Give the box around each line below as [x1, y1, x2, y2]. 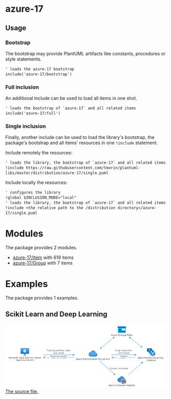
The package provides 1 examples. [5, 295, 79, 301]
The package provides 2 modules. [5, 245, 78, 251]
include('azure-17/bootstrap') [5, 71, 72, 77]
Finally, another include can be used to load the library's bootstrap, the [5, 134, 155, 141]
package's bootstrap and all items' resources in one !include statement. [5, 139, 158, 146]
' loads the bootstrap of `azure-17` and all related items [5, 106, 137, 111]
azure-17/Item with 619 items [12, 254, 74, 261]
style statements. [5, 56, 42, 62]
